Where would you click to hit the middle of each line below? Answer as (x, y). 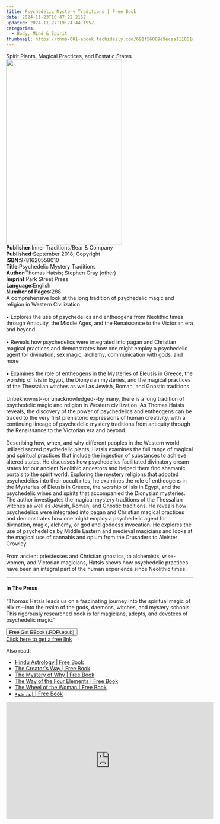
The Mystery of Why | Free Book (55, 675)
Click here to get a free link (39, 639)
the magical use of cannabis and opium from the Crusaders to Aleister (92, 537)
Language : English (28, 285)
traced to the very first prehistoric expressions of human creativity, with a (96, 418)
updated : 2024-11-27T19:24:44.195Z (50, 23)
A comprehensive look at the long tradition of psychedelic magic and (90, 298)
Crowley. (17, 544)
